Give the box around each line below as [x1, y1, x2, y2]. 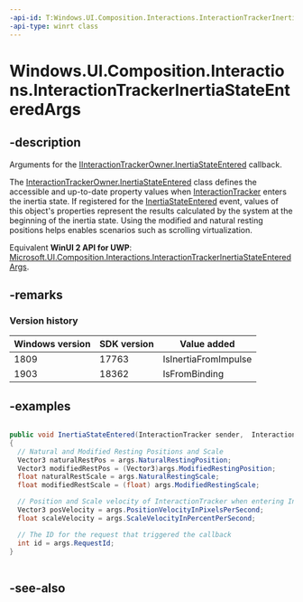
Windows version [14, 338, 91, 351]
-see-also [9, 580, 66, 596]
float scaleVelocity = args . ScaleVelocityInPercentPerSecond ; [17, 513, 256, 522]
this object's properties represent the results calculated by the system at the [9, 205, 293, 216]
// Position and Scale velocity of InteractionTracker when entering [17, 497, 284, 506]
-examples [9, 399, 71, 414]
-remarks [9, 287, 63, 303]
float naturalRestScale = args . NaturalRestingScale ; [17, 472, 220, 482]
